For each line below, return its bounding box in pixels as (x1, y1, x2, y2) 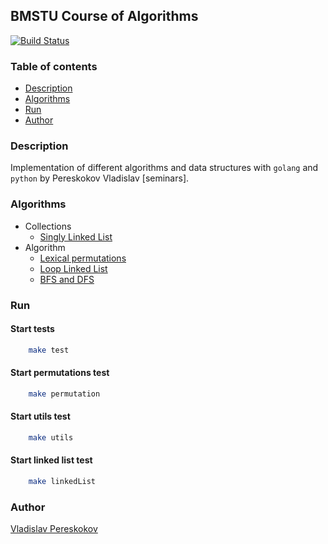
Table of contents (10, 59, 98, 73)
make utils (28, 432, 74, 443)
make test (28, 345, 70, 355)
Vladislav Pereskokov (10, 523, 98, 535)
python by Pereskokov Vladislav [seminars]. (10, 172, 190, 184)
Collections (24, 220, 72, 232)
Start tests (10, 323, 55, 335)
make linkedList (28, 477, 97, 487)
